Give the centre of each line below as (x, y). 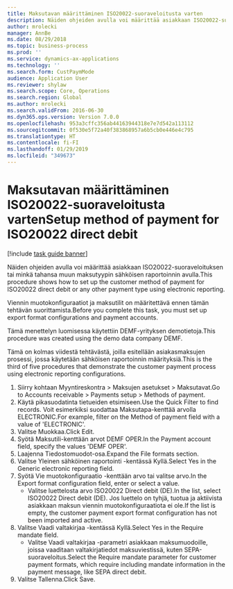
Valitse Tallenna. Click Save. (56, 579)
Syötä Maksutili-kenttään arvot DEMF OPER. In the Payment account (114, 439)
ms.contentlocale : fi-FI (43, 143)
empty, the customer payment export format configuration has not (122, 513)
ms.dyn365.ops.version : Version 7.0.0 (63, 117)
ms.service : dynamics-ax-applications (63, 59)
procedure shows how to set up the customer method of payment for (106, 281)
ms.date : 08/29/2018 (37, 40)
